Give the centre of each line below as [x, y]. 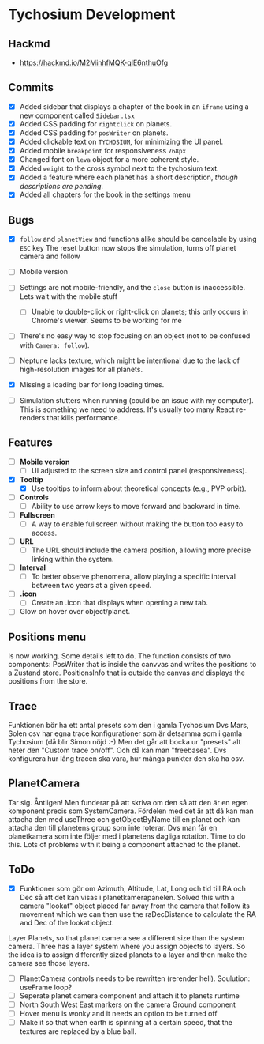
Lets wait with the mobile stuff [69, 296]
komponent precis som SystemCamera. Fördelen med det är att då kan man [131, 811]
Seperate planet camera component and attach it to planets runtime [130, 995]
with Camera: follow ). [54, 345]
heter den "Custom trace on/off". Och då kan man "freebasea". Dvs [117, 750]
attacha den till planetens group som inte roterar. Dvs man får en [113, 827]
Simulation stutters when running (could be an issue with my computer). [136, 400]
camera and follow [50, 256]
